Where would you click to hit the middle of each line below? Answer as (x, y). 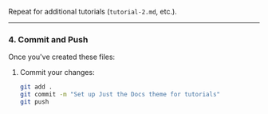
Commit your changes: (57, 73)
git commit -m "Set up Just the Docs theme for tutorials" (120, 95)
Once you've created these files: (62, 57)
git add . (36, 87)
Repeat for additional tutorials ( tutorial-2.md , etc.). (93, 12)
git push (34, 102)
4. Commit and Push (48, 39)
